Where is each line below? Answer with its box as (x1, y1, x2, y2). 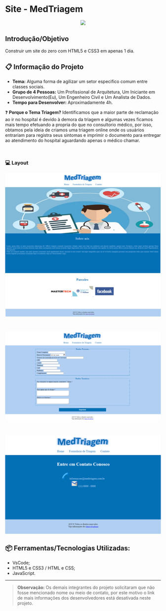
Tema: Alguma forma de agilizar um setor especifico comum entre (12, 78, 148, 84)
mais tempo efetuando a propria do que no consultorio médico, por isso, (5, 122, 153, 127)
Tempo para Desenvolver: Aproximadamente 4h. (12, 99, 113, 105)
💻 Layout (5, 160, 29, 166)
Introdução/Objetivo (5, 35, 69, 43)
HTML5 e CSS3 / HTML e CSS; (12, 565, 76, 571)
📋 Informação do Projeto (5, 63, 84, 71)
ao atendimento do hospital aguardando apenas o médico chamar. (5, 137, 140, 143)
